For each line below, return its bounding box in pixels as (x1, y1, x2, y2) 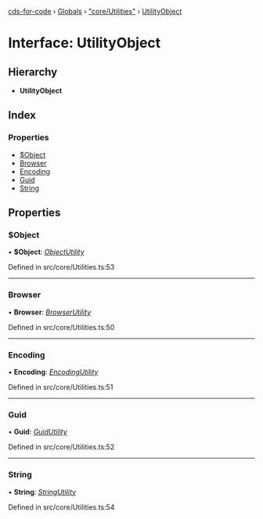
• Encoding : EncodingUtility (8, 367, 99, 376)
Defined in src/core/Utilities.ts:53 (8, 263, 115, 272)
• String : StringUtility (8, 487, 77, 496)
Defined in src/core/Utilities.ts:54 (8, 502, 115, 512)
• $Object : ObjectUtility (8, 247, 85, 257)
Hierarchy (8, 65, 58, 78)
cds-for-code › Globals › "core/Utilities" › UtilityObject (8, 7, 182, 16)
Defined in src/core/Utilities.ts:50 (8, 322, 115, 332)
